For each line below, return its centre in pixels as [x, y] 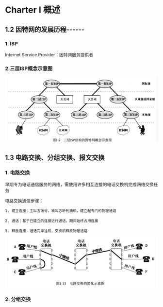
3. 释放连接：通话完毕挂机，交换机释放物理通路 [46, 231]
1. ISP [11, 43]
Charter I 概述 [33, 10]
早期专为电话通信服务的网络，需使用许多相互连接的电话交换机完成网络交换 [79, 184]
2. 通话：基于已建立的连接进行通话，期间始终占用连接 [52, 221]
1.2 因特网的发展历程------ [45, 29]
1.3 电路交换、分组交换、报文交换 [55, 158]
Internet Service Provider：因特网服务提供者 [49, 54]
